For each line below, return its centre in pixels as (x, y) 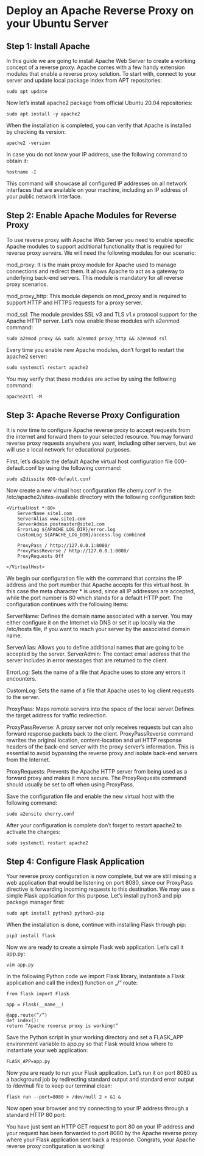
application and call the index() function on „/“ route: (72, 983)
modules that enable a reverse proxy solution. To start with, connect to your (101, 74)
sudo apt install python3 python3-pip (55, 913)
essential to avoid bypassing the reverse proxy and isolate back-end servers (102, 753)
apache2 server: (27, 356)
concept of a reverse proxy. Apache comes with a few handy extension (96, 67)
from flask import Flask (38, 994)
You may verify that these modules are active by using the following (91, 379)
